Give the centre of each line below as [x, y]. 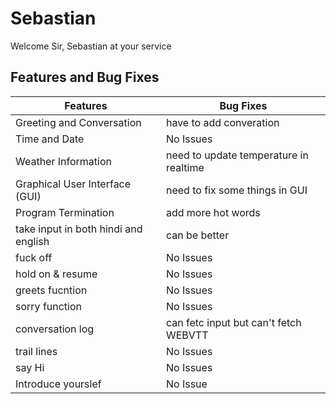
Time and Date [50, 139]
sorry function [49, 306]
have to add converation [222, 122]
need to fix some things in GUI [236, 190]
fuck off [34, 257]
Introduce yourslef [58, 384]
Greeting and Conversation [78, 122]
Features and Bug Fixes [85, 77]
